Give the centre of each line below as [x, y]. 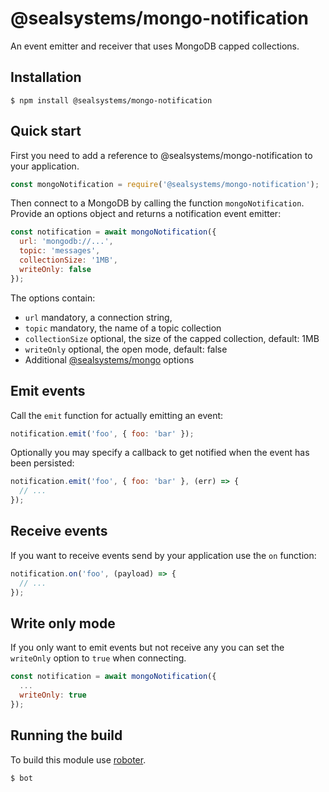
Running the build [66, 735]
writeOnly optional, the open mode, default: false [126, 349]
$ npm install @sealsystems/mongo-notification [111, 100]
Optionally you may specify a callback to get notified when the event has [160, 453]
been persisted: [42, 463]
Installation [46, 77]
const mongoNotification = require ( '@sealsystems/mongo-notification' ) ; [165, 184]
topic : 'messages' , [60, 251]
